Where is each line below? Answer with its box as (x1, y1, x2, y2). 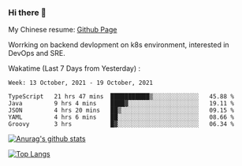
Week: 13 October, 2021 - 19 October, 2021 (8, 79, 154, 87)
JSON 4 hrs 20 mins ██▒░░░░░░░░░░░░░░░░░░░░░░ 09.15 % (8, 106, 235, 115)
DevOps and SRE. (8, 49, 65, 58)
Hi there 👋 (8, 7, 47, 18)
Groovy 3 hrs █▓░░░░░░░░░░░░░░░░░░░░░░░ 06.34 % (8, 120, 235, 128)
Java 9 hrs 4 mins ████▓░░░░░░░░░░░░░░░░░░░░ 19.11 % (8, 100, 235, 108)
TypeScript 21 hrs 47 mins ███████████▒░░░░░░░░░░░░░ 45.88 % (8, 93, 235, 101)
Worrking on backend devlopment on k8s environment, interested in (8, 40, 230, 50)
